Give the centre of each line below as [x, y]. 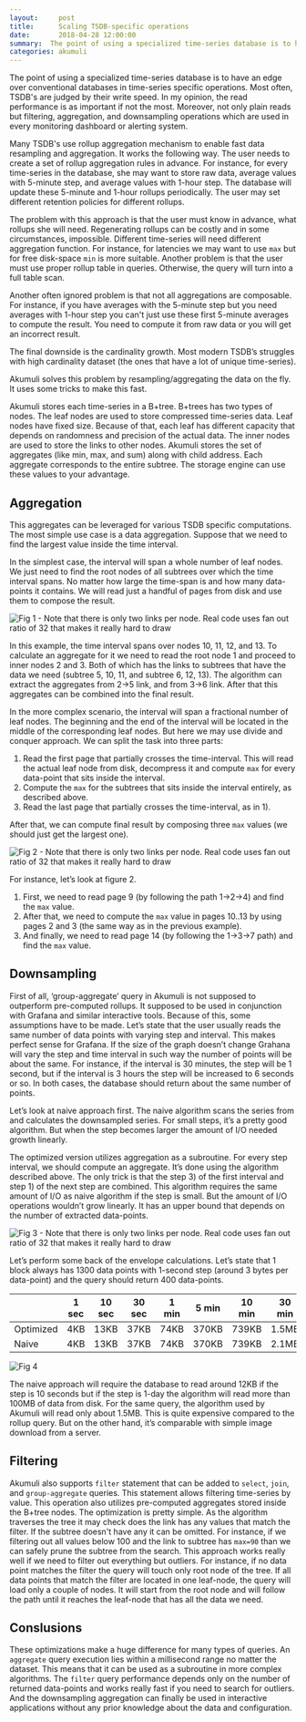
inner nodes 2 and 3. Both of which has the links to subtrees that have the [148, 665]
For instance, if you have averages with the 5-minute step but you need [143, 305]
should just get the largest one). [69, 834]
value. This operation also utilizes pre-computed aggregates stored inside [148, 1502]
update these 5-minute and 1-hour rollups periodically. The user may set [145, 192]
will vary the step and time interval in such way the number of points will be [151, 1054]
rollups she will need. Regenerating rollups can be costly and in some [140, 230]
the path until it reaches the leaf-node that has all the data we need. [137, 1599]
